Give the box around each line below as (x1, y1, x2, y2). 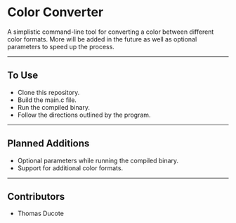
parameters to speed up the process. (7, 42, 114, 51)
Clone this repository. (17, 88, 80, 96)
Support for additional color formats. (17, 163, 124, 172)
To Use (7, 70, 39, 82)
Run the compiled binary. (17, 103, 90, 111)
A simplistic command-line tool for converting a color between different (7, 27, 214, 36)
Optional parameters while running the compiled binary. (17, 156, 179, 165)
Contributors (7, 191, 65, 203)
